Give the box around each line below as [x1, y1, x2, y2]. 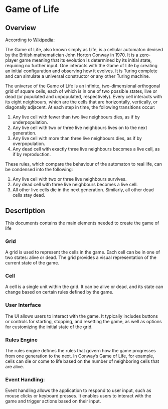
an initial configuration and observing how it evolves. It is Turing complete [5, 68, 158, 74]
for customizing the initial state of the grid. [5, 324, 93, 330]
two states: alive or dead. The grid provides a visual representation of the [5, 254, 157, 260]
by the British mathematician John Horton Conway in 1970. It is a [5, 52, 139, 58]
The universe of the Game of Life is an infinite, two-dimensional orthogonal [5, 83, 160, 89]
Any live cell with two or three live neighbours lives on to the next [12, 124, 147, 130]
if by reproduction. [12, 152, 51, 157]
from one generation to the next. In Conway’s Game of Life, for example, [5, 353, 154, 359]
